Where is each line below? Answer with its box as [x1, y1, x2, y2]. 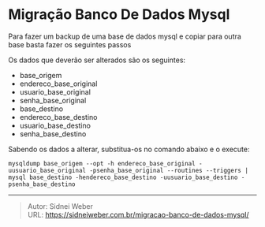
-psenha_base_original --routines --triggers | [89, 166, 248, 174]
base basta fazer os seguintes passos [8, 39, 132, 49]
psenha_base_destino [8, 180, 77, 188]
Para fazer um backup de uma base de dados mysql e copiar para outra [8, 32, 242, 41]
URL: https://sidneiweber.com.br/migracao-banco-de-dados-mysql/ [27, 210, 250, 219]
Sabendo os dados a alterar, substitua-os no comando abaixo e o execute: [8, 144, 250, 154]
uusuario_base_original [8, 166, 87, 174]
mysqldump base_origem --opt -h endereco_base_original [8, 159, 196, 167]
